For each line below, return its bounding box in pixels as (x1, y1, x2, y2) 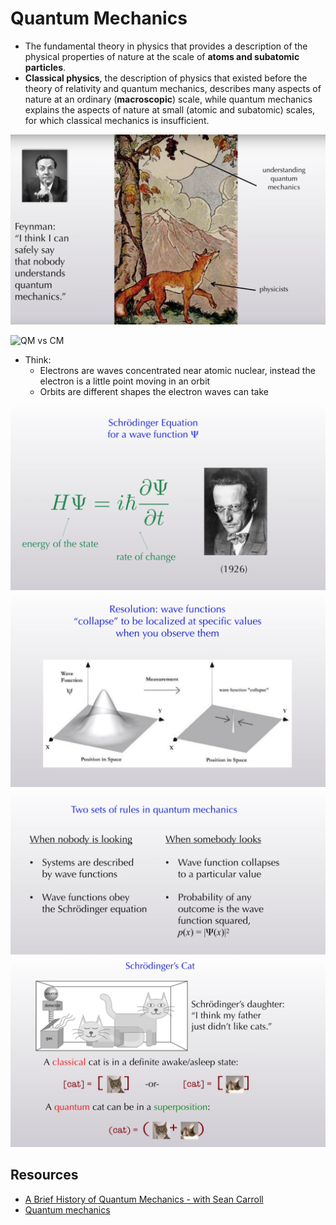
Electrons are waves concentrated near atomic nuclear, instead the (39, 365, 316, 377)
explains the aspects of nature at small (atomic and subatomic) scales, (24, 103, 316, 116)
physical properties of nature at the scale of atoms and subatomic (24, 50, 300, 62)
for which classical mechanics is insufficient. (24, 114, 210, 126)
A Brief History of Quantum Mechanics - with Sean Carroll (24, 1193, 264, 1205)
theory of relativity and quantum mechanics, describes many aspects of (24, 82, 322, 94)
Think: (24, 354, 52, 366)
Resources (10, 1167, 79, 1184)
